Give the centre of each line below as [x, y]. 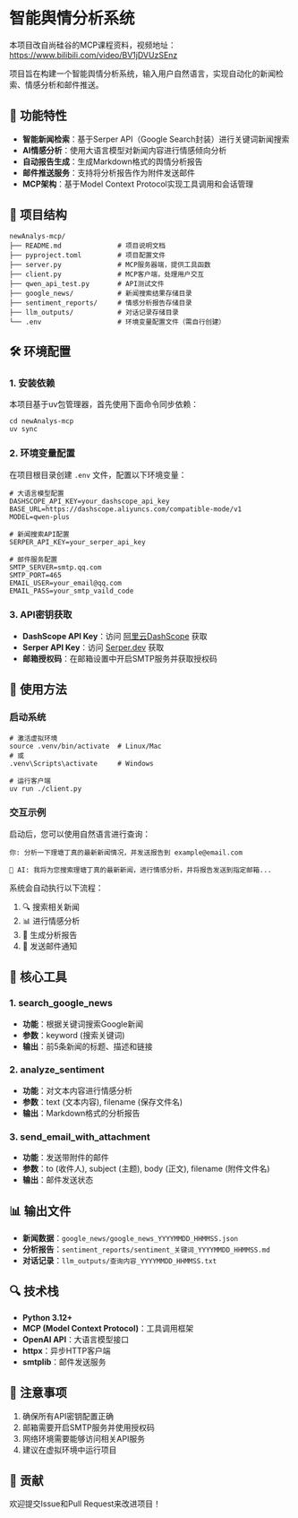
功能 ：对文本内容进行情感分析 [77, 1090]
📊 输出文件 [40, 1211]
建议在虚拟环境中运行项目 [69, 1450]
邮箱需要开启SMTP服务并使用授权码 [88, 1427]
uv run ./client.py [46, 789]
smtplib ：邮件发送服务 [64, 1362]
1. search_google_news [61, 1003]
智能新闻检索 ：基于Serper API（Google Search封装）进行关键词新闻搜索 [156, 139]
